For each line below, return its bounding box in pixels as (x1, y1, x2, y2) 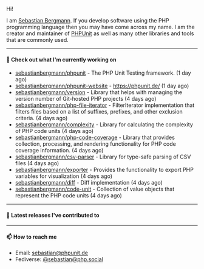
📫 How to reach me (6, 233, 57, 240)
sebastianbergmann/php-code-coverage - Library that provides (15, 134, 175, 141)
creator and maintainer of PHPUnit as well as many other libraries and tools (6, 30, 194, 37)
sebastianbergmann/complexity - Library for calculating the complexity (15, 121, 193, 128)
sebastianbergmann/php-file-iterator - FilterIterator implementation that (15, 101, 195, 109)
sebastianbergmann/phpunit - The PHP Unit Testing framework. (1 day (15, 69, 191, 77)
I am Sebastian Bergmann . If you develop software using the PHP (6, 17, 169, 24)
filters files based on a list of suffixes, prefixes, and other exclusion (15, 108, 183, 115)
